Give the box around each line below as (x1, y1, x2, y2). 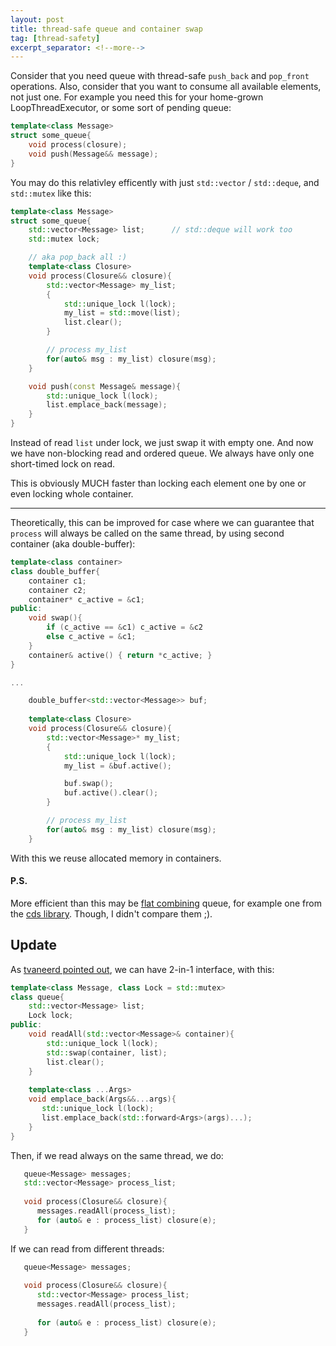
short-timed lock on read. (10, 458, 116, 470)
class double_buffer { (10, 566, 101, 576)
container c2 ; (28, 585, 87, 595)
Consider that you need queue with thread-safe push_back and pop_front (10, 70, 310, 82)
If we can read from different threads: (10, 1242, 165, 1255)
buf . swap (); (63, 779, 114, 789)
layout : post (10, 14, 65, 25)
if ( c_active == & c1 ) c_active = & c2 (46, 622, 203, 633)
